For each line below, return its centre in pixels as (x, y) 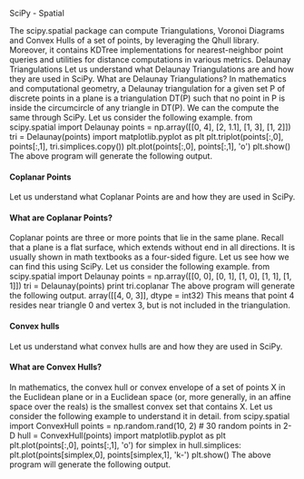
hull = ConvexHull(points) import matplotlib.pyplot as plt (122, 435)
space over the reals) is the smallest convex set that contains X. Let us (141, 406)
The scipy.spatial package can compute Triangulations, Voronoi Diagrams (147, 30)
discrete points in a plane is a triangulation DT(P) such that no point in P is (147, 98)
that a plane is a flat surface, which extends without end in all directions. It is (152, 248)
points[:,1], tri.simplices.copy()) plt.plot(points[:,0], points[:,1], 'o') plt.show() (150, 146)
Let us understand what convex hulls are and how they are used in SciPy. (146, 346)
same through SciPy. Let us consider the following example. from (131, 117)
